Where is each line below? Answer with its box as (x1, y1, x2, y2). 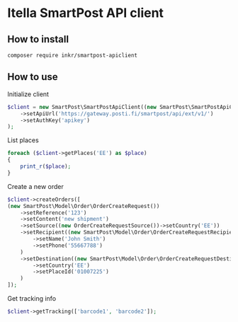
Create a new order (7, 182, 64, 190)
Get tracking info (7, 294, 57, 303)
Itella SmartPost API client (7, 5, 164, 21)
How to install (7, 33, 69, 45)
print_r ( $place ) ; (20, 163, 72, 171)
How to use (7, 71, 58, 83)
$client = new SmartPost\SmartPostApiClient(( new (7, 103, 157, 110)
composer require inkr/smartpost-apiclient (7, 52, 138, 59)
